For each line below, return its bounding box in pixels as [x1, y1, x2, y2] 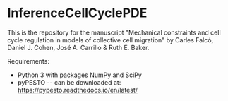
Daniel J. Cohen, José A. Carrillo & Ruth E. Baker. [7, 43, 150, 52]
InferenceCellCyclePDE [7, 5, 148, 21]
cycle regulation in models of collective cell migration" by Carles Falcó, [7, 35, 214, 44]
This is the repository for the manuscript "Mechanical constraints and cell [7, 28, 221, 37]
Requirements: [7, 57, 49, 65]
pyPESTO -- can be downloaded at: [17, 78, 121, 86]
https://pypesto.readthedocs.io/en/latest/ [17, 85, 138, 94]
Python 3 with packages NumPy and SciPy [17, 71, 143, 79]
